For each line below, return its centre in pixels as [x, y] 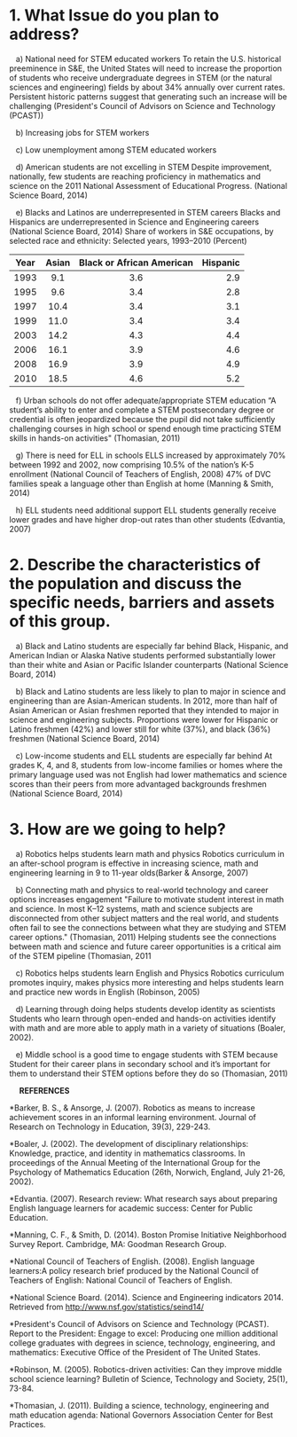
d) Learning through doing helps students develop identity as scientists [145, 1009]
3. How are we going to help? [117, 829]
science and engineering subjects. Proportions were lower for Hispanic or [144, 719]
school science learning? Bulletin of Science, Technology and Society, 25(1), [148, 1378]
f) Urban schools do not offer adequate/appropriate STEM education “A [146, 400]
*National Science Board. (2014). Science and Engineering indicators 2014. [146, 1297]
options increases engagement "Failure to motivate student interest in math [147, 899]
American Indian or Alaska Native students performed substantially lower [143, 655]
